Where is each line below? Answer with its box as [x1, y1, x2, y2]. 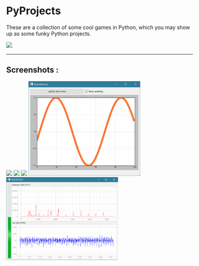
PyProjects [6, 4, 61, 18]
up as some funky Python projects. [6, 30, 92, 37]
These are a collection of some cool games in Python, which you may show [6, 24, 191, 31]
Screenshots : [6, 65, 59, 75]
